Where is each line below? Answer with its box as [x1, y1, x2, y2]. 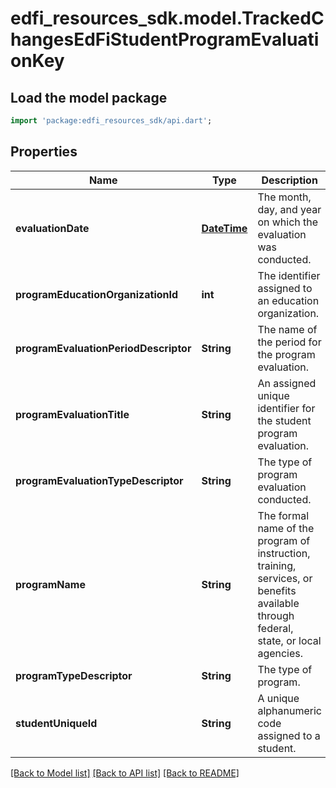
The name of [257, 322, 318, 336]
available [257, 596, 300, 610]
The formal [257, 508, 309, 522]
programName [15, 577, 86, 591]
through [257, 608, 295, 622]
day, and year [257, 202, 322, 216]
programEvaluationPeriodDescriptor [15, 341, 192, 355]
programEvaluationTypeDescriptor [15, 473, 184, 487]
